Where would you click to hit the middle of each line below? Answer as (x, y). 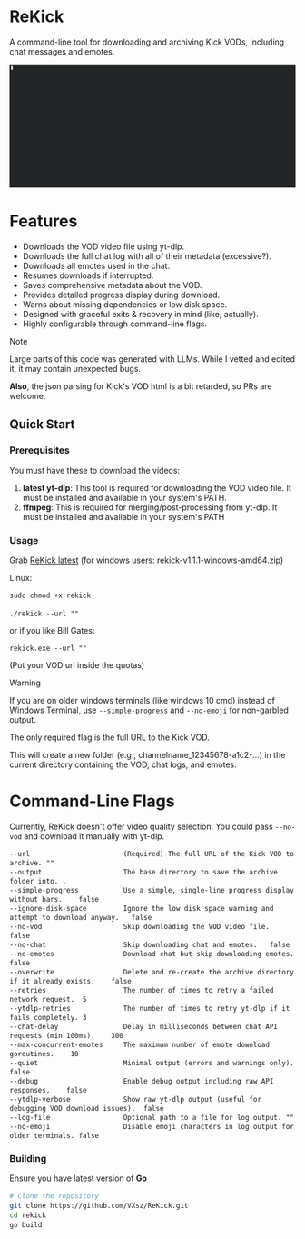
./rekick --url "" (44, 614)
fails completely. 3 (49, 1017)
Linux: (21, 577)
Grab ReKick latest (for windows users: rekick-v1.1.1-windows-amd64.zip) (147, 560)
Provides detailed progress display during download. (121, 295)
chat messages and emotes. (62, 51)
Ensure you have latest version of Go (79, 1178)
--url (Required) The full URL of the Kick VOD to (152, 854)
